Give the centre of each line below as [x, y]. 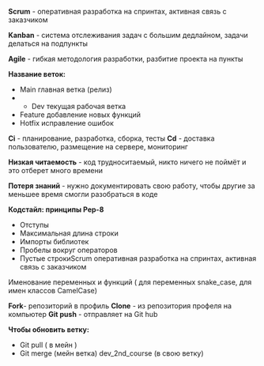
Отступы [34, 225]
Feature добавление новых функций [80, 115]
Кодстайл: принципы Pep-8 [56, 209]
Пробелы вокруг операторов [68, 250]
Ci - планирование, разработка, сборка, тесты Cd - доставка [111, 138]
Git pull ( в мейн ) [48, 345]
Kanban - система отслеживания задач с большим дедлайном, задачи [128, 35]
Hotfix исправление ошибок [67, 123]
